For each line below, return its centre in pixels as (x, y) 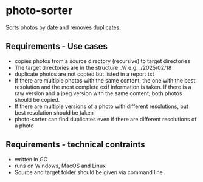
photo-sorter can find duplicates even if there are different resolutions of (105, 119)
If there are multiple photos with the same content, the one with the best (105, 80)
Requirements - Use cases (57, 46)
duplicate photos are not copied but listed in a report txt (84, 74)
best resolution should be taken (54, 112)
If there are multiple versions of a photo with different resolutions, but (101, 106)
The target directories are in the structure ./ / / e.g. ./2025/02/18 (93, 67)
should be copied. (37, 99)
